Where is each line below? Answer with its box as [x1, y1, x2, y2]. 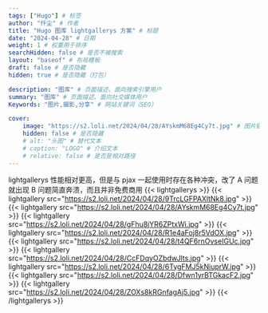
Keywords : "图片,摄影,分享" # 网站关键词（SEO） [8, 101, 157, 109]
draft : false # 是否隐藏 [8, 64, 86, 72]
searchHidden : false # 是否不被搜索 [8, 49, 123, 57]
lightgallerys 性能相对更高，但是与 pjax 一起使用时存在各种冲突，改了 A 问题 [8, 175, 259, 184]
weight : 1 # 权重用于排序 [8, 42, 88, 50]
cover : [8, 115, 30, 123]
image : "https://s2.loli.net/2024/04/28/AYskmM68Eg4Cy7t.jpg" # [22, 122, 241, 130]
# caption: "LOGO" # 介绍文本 [22, 145, 118, 153]
